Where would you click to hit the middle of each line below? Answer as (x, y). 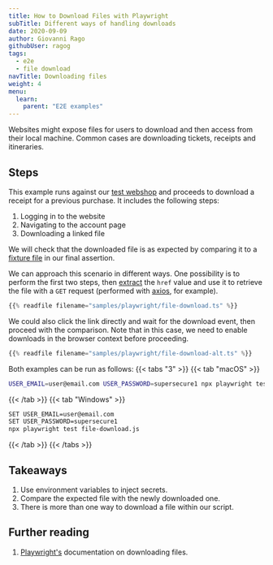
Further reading (49, 533)
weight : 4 (25, 84)
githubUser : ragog (39, 46)
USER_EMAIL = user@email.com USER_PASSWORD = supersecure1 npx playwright (130, 384)
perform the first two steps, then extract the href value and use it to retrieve (135, 282)
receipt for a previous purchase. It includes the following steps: (114, 201)
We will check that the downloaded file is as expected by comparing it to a (133, 249)
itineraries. (26, 147)
